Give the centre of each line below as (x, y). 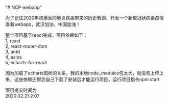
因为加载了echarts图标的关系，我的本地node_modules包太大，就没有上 (80, 73)
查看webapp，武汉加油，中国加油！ (43, 24)
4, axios (14, 57)
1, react (13, 41)
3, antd (13, 51)
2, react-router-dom (26, 46)
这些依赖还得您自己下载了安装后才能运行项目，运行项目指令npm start (87, 79)
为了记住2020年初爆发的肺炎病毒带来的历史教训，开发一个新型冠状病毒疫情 (85, 18)
